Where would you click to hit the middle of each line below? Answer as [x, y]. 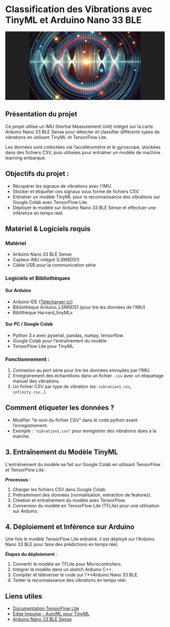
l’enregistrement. [30, 425]
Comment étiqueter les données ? [60, 408]
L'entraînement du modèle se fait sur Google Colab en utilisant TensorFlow [83, 464]
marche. [21, 436]
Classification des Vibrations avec [79, 9]
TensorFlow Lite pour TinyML [43, 346]
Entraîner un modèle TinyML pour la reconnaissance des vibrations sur [86, 197]
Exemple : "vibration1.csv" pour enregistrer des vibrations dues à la [84, 431]
